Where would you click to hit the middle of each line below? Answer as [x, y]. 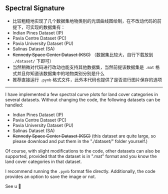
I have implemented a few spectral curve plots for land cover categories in [82, 94]
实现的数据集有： [47, 27]
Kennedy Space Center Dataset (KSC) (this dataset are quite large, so [84, 136]
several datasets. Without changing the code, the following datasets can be [83, 99]
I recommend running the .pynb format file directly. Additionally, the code [80, 171]
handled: [14, 105]
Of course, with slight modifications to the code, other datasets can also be [83, 151]
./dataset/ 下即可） [33, 61]
